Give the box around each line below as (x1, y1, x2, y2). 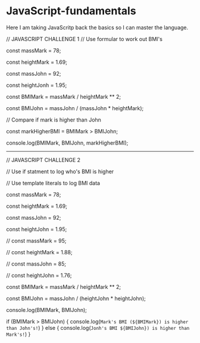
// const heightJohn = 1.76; (6, 272, 73, 279)
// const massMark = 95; (6, 237, 67, 244)
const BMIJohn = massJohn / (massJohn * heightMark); (6, 104, 144, 111)
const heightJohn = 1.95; (6, 225, 67, 233)
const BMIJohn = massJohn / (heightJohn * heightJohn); (6, 295, 146, 302)
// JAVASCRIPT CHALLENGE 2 (6, 156, 81, 163)
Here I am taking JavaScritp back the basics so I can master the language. (6, 24, 189, 31)
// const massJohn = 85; (6, 260, 67, 267)
